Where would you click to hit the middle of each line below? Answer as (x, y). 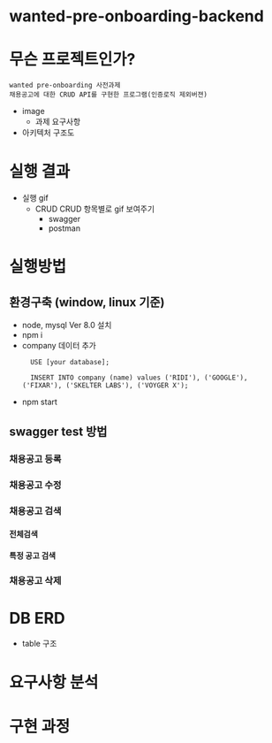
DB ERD (37, 618)
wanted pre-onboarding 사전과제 (65, 86)
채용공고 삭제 (35, 581)
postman (64, 228)
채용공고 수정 (35, 486)
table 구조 (39, 644)
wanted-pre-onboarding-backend (137, 16)
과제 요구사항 (58, 122)
